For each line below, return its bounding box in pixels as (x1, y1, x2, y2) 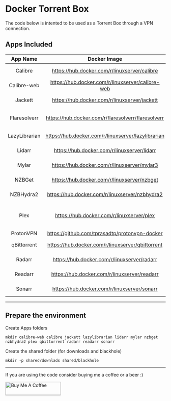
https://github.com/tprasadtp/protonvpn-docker (47, 230, 163, 237)
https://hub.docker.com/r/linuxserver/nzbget (51, 176, 159, 183)
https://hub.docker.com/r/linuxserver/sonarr (52, 285, 158, 292)
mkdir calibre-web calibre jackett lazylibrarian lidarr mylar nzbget (5, 335, 158, 340)
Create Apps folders (5, 324, 48, 331)
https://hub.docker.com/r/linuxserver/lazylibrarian (45, 132, 165, 139)
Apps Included (5, 40, 52, 49)
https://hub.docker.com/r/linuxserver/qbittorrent (47, 241, 163, 248)
